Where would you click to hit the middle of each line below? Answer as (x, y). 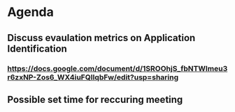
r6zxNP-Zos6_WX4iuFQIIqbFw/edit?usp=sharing (93, 77)
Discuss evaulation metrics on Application (101, 38)
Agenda (30, 12)
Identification (37, 48)
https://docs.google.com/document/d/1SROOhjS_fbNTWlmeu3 (117, 68)
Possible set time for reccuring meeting (95, 99)
